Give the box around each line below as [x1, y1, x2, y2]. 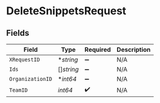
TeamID [9, 86, 28, 93]
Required [84, 46, 112, 54]
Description [116, 46, 151, 54]
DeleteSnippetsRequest [6, 4, 127, 18]
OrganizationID [9, 76, 53, 82]
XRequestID [9, 57, 40, 63]
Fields [6, 28, 30, 38]
